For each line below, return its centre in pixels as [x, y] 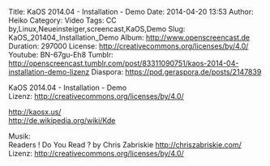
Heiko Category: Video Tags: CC [63, 20]
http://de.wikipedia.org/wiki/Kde [62, 120]
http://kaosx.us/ [35, 112]
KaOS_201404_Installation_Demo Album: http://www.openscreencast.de [129, 37]
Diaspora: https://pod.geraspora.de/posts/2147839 [176, 72]
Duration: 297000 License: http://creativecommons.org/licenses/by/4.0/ [129, 46]
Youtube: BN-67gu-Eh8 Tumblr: [61, 55]
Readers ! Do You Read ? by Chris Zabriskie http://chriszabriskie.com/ [125, 145]
